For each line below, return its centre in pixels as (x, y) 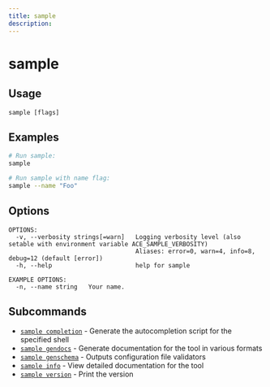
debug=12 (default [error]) (56, 258)
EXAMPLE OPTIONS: (38, 280)
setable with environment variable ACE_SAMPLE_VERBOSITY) (108, 244)
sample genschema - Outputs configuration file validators (113, 357)
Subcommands (47, 312)
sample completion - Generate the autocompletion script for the (126, 331)
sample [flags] (34, 112)
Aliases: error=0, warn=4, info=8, (195, 251)
